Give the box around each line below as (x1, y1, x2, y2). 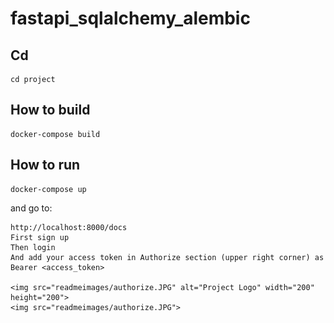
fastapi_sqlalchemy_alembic (10, 7, 251, 30)
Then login (10, 242, 56, 252)
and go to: (10, 202, 53, 214)
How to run (10, 157, 81, 174)
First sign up (10, 232, 70, 242)
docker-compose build (10, 129, 101, 139)
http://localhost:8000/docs (10, 222, 128, 232)
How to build (10, 102, 91, 119)
